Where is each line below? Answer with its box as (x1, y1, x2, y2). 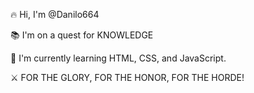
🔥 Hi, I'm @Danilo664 (10, 9, 100, 20)
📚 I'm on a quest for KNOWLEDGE (10, 29, 154, 41)
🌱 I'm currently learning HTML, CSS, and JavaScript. (10, 52, 227, 64)
